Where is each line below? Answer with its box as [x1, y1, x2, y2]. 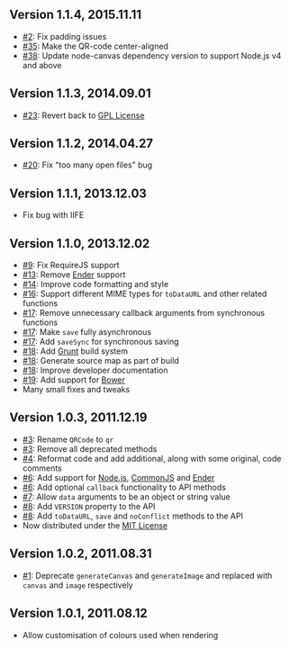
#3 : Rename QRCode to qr [22, 434, 114, 445]
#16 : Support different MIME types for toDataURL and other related [22, 288, 267, 300]
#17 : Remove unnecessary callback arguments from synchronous [22, 308, 266, 319]
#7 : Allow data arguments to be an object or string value [22, 491, 231, 502]
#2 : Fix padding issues [22, 31, 107, 41]
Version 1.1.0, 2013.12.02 [9, 236, 150, 251]
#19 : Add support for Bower [22, 374, 126, 385]
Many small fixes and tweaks [22, 384, 131, 395]
